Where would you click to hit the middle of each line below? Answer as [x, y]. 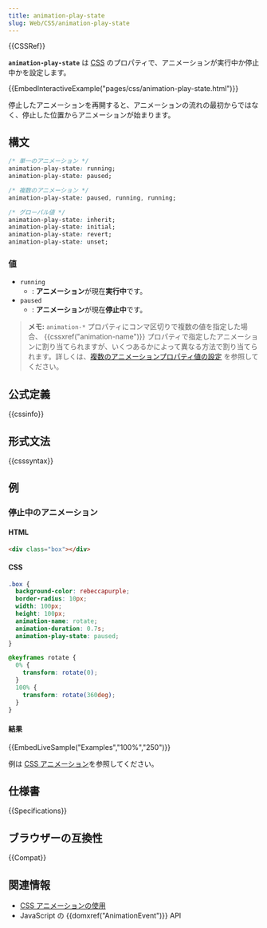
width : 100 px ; [39, 607]
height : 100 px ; [41, 614]
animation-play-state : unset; [59, 242]
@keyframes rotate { [43, 658]
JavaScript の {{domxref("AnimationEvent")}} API [100, 916]
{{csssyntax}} [31, 461]
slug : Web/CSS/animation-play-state [69, 23]
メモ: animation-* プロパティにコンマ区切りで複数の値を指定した [134, 327]
